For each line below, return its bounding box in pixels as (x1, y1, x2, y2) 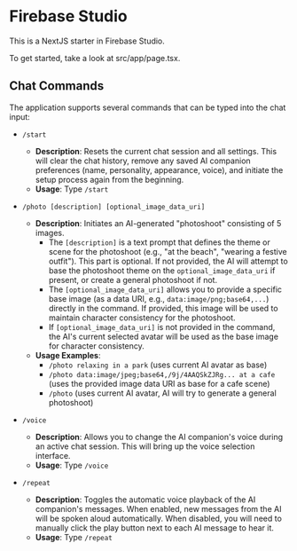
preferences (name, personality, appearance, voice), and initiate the (35, 164, 284, 175)
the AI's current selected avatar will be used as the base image (48, 331, 279, 342)
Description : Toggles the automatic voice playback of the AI (35, 494, 256, 505)
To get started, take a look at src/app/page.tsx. (9, 52, 181, 63)
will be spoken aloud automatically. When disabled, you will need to (35, 513, 282, 523)
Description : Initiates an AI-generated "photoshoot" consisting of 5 (35, 217, 282, 228)
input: (9, 111, 31, 122)
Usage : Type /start (35, 184, 109, 194)
